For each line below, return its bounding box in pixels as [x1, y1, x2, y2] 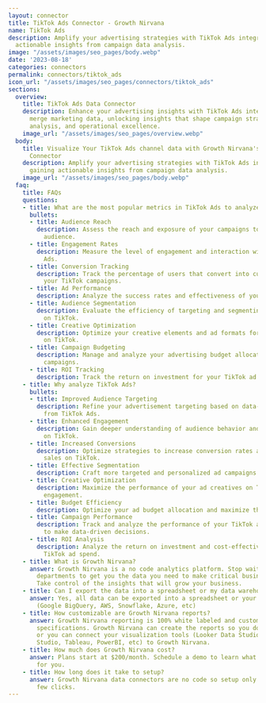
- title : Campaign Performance [28, 513, 133, 521]
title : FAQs [22, 188, 62, 197]
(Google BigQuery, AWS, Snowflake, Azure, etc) [36, 601, 196, 609]
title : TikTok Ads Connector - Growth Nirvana [8, 19, 165, 27]
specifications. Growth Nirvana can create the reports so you [36, 624, 249, 632]
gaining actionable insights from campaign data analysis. [28, 167, 228, 175]
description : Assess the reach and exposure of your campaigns [36, 225, 249, 234]
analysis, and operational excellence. [28, 122, 161, 130]
